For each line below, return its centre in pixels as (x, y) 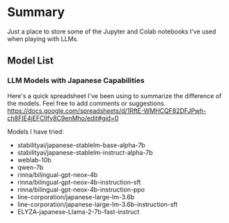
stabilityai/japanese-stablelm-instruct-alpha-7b (85, 152)
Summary (36, 12)
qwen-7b (30, 167)
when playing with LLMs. (43, 38)
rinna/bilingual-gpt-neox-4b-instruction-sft (79, 182)
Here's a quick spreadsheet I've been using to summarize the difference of (114, 95)
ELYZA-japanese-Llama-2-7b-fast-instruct (78, 212)
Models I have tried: (35, 131)
